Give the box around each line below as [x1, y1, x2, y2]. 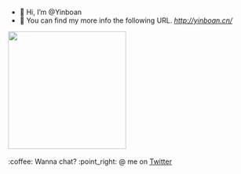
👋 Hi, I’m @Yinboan [19, 8, 82, 16]
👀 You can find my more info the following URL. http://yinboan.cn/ [19, 16, 233, 25]
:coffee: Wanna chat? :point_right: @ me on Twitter [8, 157, 173, 166]
